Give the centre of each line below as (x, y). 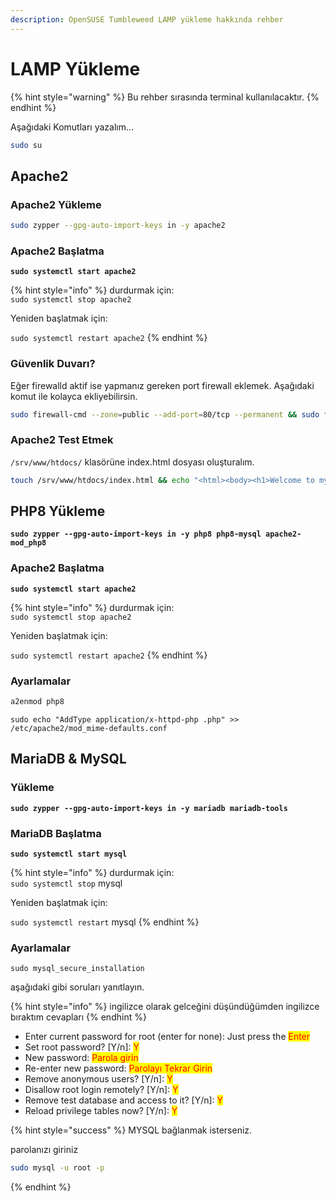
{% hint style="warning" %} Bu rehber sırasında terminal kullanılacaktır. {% (165, 97)
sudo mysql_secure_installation (77, 969)
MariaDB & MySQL (68, 759)
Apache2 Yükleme (56, 204)
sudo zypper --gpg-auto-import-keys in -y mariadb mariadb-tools (149, 808)
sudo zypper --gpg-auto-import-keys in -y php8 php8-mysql (136, 534)
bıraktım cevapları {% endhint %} (78, 1017)
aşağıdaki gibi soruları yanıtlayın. (77, 987)
